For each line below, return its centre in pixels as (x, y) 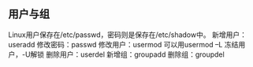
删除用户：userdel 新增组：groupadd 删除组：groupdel (135, 54)
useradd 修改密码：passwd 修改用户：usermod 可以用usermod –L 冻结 (123, 44)
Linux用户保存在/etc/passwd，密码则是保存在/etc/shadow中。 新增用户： (127, 35)
